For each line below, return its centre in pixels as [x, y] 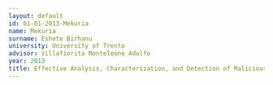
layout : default [36, 16]
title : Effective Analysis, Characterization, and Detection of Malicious [138, 69]
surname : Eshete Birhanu [50, 38]
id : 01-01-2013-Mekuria [49, 23]
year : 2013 [27, 62]
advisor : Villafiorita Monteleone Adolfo [80, 53]
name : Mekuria [32, 31]
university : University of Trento [67, 46]
